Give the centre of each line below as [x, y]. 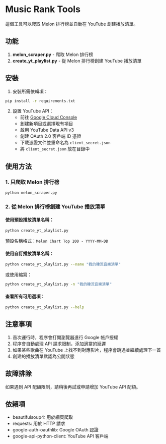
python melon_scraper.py [31, 193]
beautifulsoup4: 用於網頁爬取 [43, 417]
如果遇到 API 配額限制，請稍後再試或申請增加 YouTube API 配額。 [73, 386]
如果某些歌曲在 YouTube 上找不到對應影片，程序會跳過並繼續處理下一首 [87, 350]
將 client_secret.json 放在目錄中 [55, 149]
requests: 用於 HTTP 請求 [39, 424]
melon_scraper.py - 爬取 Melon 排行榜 [53, 54]
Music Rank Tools [43, 9]
